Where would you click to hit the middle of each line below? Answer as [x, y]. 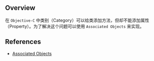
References [23, 42]
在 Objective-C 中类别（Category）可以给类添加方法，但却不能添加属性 [77, 20]
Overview [20, 8]
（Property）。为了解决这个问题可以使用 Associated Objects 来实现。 [75, 26]
